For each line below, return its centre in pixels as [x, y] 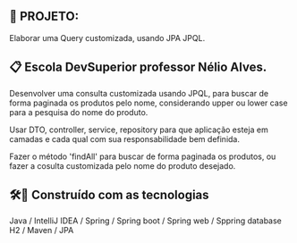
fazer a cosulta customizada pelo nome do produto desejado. [123, 165]
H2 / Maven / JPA [42, 230]
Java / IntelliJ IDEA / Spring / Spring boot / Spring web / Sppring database [145, 221]
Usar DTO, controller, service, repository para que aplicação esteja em [139, 130]
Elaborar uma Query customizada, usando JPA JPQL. [107, 38]
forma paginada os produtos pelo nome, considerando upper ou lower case [148, 103]
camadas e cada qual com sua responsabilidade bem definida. [124, 138]
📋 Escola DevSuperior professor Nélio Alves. [138, 67]
